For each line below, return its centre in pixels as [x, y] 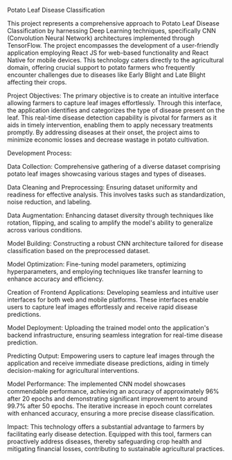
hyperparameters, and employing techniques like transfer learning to [105, 272]
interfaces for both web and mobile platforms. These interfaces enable [108, 300]
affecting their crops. [37, 82]
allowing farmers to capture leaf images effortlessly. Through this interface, [115, 103]
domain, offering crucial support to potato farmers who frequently [101, 67]
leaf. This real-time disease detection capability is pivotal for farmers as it [112, 118]
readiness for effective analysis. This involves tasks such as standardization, [116, 194]
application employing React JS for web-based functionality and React [108, 53]
